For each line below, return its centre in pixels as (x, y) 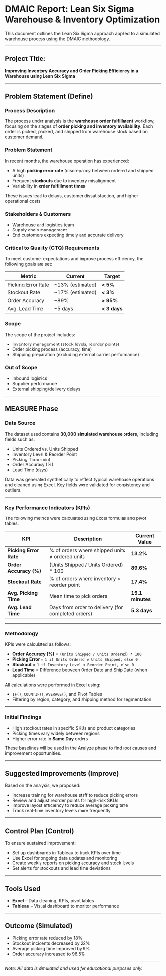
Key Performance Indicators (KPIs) (48, 508)
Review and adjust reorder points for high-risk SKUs (65, 800)
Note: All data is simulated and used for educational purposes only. (74, 968)
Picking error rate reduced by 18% (47, 938)
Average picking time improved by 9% (51, 948)
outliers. (13, 490)
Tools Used (23, 889)
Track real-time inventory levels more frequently (61, 811)
